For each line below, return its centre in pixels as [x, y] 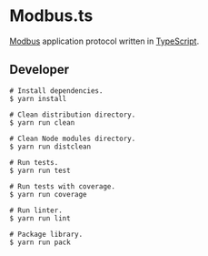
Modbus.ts [51, 16]
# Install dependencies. [56, 91]
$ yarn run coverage [49, 194]
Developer [40, 70]
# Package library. [46, 234]
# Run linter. [36, 210]
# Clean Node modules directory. [73, 138]
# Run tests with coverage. [63, 186]
